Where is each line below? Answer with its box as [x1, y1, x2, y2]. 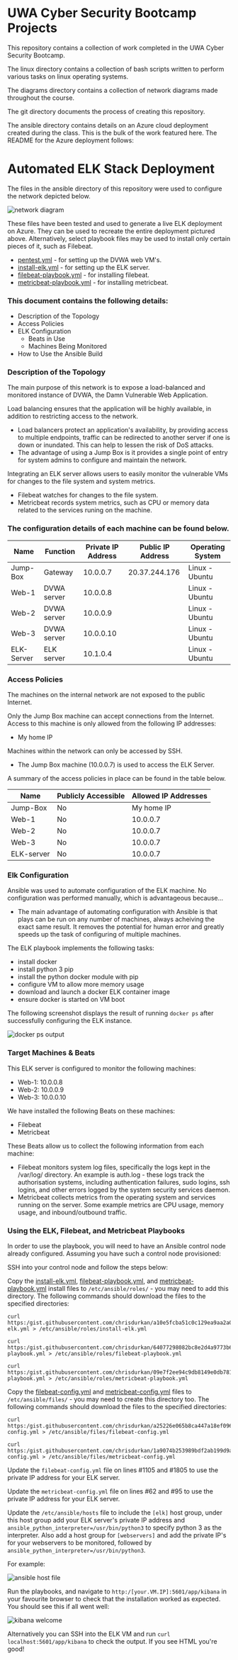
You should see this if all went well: [7, 1602, 110, 1610]
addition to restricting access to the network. [7, 412, 138, 421]
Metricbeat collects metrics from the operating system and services [17, 1192, 216, 1202]
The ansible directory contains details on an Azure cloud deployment [7, 120, 209, 129]
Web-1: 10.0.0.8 [17, 1078, 63, 1086]
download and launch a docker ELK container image [17, 988, 170, 996]
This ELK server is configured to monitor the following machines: [7, 1064, 196, 1073]
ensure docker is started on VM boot [17, 995, 125, 1004]
